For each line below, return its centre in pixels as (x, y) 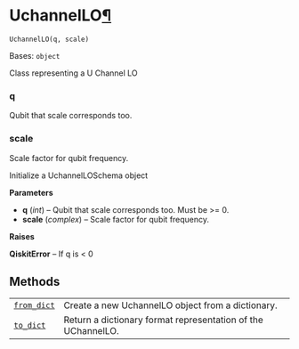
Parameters (31, 192)
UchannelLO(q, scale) (49, 39)
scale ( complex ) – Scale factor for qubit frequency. (116, 219)
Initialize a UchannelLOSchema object (79, 175)
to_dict (30, 325)
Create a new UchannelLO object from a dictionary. (170, 305)
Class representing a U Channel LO (73, 73)
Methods (35, 281)
